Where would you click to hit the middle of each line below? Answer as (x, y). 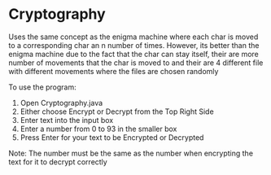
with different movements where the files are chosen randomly (114, 71)
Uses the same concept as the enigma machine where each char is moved (133, 37)
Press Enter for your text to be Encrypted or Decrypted (112, 137)
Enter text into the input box (67, 120)
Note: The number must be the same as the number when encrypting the (131, 153)
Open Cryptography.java (61, 103)
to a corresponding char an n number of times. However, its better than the (134, 45)
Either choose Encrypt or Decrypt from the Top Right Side (117, 112)
